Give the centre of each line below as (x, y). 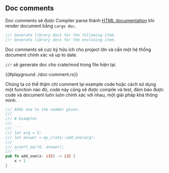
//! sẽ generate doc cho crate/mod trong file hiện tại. (61, 65)
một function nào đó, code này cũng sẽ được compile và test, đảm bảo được (84, 89)
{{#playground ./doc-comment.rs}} (42, 74)
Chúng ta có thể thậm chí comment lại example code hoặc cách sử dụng (81, 84)
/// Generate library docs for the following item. (61, 35)
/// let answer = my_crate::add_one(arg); (50, 137)
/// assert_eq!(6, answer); (35, 147)
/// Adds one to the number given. (43, 109)
